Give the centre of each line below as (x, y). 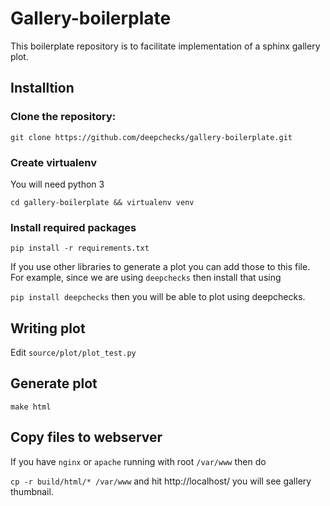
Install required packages (73, 227)
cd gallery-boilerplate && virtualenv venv (102, 202)
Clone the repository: (63, 117)
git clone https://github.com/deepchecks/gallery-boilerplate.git (151, 137)
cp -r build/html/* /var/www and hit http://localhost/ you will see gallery (161, 481)
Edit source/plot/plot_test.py (73, 353)
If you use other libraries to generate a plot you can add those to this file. (160, 267)
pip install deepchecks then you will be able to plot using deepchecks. (158, 297)
